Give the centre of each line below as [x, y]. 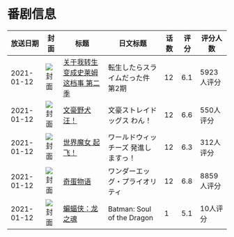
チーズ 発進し [130, 147]
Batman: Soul [130, 208]
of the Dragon [131, 217]
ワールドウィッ [132, 137]
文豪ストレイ [129, 110]
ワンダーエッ [129, 171]
